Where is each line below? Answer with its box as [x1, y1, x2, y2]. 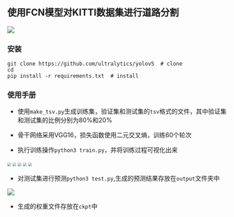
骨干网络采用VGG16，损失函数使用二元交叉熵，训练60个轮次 [17, 131, 192, 139]
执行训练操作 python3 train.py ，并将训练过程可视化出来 [17, 146, 178, 154]
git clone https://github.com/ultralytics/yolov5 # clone [7, 60, 183, 68]
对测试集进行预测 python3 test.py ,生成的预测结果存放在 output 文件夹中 [17, 174, 220, 183]
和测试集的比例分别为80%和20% [17, 116, 113, 125]
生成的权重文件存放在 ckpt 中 [17, 202, 98, 211]
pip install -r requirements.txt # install [7, 73, 139, 80]
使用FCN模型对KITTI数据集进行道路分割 [7, 6, 180, 19]
